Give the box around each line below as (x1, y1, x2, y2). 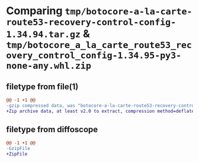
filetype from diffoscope (6, 125, 98, 135)
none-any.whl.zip (6, 60, 92, 71)
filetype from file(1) (6, 81, 79, 92)
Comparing (6, 4, 63, 18)
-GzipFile (6, 146, 31, 152)
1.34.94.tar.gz (6, 29, 81, 40)
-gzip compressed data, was (6, 102, 76, 109)
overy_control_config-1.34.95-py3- (6, 50, 182, 61)
